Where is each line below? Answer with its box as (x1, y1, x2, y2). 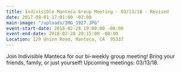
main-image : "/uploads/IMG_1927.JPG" (6, 20, 100, 26)
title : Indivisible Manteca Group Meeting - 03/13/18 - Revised (6, 8, 169, 15)
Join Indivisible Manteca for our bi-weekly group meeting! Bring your (6, 53, 176, 60)
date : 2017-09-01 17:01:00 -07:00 (6, 14, 92, 20)
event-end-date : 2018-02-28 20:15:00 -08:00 (6, 31, 118, 37)
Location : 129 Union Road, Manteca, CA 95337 (6, 36, 124, 42)
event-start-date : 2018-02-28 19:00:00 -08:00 (6, 25, 124, 32)
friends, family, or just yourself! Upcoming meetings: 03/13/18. (6, 59, 159, 66)
